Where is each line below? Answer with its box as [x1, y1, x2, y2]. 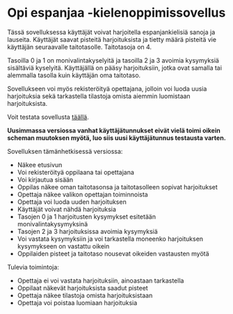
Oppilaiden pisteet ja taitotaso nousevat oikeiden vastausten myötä [17, 249, 210, 258]
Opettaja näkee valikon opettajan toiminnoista [17, 190, 148, 198]
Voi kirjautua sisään [17, 175, 74, 184]
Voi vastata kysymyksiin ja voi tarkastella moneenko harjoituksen [17, 235, 204, 243]
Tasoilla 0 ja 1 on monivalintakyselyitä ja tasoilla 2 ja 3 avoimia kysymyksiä [7, 56, 219, 64]
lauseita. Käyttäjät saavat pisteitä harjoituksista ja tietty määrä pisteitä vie [7, 35, 217, 43]
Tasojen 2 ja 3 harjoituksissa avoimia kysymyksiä [17, 227, 158, 235]
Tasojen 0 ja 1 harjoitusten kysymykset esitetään [17, 212, 156, 221]
